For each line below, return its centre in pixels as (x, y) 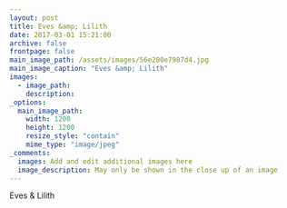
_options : (28, 102)
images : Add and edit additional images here (105, 161)
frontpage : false (42, 52)
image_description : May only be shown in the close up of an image (148, 170)
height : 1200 (50, 128)
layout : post (34, 18)
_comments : (30, 153)
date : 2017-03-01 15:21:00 (60, 35)
